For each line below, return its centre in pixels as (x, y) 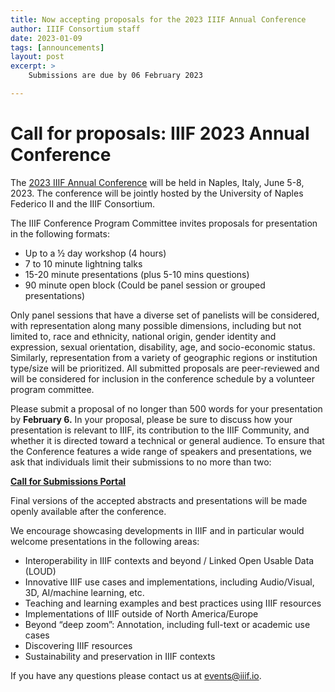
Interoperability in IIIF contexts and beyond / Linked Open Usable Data (169, 560)
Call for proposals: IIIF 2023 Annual (160, 133)
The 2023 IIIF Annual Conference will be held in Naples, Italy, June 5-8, (157, 182)
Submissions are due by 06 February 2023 (115, 76)
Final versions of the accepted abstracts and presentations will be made (159, 500)
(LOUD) (40, 571)
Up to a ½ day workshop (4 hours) (95, 253)
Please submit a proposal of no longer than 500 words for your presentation (166, 408)
